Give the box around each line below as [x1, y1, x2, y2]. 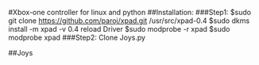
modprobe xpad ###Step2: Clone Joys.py [8, 32, 145, 42]
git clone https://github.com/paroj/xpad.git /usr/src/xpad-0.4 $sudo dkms [8, 16, 250, 25]
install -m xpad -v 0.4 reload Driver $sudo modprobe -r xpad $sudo [8, 25, 230, 33]
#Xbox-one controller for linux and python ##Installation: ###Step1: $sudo [8, 8, 252, 17]
